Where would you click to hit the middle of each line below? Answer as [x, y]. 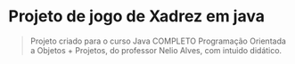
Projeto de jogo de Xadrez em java [136, 16]
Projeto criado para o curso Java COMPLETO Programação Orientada [158, 41]
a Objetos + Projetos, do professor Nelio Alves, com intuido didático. [156, 50]
